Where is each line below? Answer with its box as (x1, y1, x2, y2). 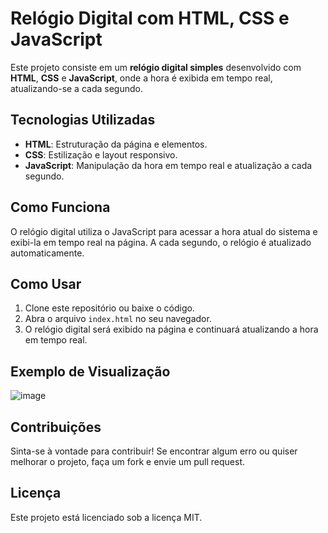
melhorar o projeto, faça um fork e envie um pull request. (10, 456, 245, 467)
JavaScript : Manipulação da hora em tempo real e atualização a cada (24, 159, 313, 171)
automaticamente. (10, 247, 85, 259)
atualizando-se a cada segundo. (10, 82, 143, 94)
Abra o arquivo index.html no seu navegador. (24, 313, 212, 325)
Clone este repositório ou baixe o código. (24, 302, 195, 314)
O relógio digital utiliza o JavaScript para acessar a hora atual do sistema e (10, 225, 318, 237)
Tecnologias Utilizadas (10, 112, 156, 129)
